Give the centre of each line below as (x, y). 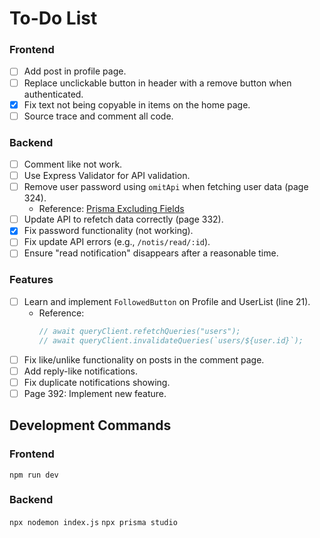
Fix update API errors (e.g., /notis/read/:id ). (117, 242)
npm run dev (34, 475)
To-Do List (53, 18)
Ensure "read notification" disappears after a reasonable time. (151, 253)
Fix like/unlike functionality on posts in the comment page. (144, 359)
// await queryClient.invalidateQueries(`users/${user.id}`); (171, 340)
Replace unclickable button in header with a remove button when (157, 83)
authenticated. (53, 94)
